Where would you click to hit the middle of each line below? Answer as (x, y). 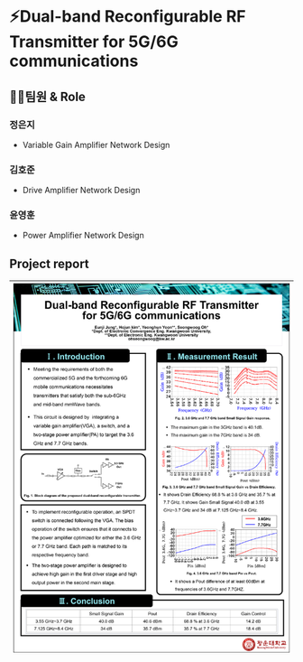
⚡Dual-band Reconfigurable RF (128, 17)
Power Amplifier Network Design (83, 236)
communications (74, 61)
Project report (50, 263)
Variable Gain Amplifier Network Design (96, 145)
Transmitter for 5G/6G (94, 42)
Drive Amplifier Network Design (81, 191)
